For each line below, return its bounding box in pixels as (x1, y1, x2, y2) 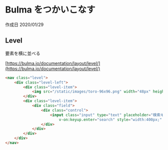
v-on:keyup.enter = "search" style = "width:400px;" (58, 117, 162, 122)
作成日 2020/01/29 (5, 21, 44, 27)
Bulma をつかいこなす (5, 4, 95, 15)
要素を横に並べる (5, 50, 40, 56)
